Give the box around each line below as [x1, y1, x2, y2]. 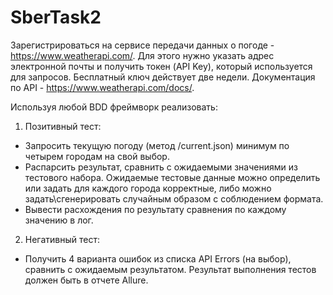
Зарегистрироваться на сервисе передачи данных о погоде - [10, 39, 275, 51]
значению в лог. [24, 214, 94, 226]
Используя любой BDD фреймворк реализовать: [10, 101, 218, 113]
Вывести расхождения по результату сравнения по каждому [24, 203, 287, 215]
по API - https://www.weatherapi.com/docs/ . [10, 81, 195, 93]
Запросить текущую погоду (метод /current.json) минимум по [24, 139, 290, 151]
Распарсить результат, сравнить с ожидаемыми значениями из [24, 161, 298, 173]
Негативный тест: [24, 233, 101, 245]
